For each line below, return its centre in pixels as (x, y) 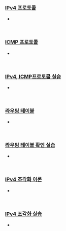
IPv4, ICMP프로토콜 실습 (33, 77)
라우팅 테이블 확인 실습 (30, 145)
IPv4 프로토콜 (21, 7)
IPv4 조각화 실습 (24, 214)
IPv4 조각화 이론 (24, 180)
